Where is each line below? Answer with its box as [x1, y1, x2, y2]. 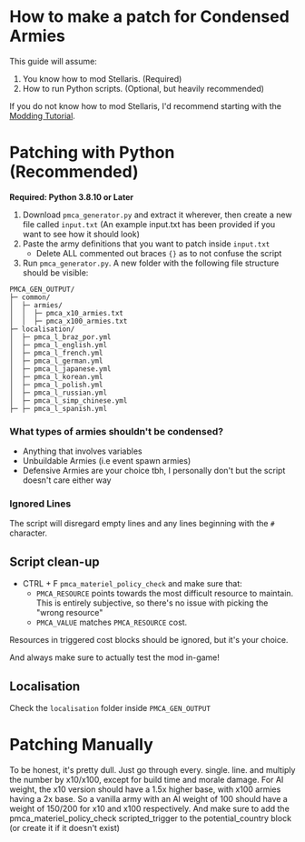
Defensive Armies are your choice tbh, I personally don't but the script [22, 466, 286, 476]
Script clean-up [9, 554, 100, 569]
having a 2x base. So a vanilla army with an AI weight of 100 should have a [9, 794, 288, 805]
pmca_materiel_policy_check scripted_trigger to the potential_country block [9, 813, 292, 824]
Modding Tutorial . [9, 110, 75, 121]
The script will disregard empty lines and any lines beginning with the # [9, 518, 275, 529]
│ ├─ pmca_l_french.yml [9, 348, 103, 357]
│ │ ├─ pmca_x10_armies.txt [9, 308, 124, 317]
